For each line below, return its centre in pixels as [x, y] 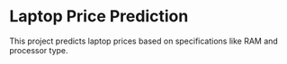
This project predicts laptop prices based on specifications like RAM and [144, 41]
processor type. [39, 50]
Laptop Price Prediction [99, 16]
